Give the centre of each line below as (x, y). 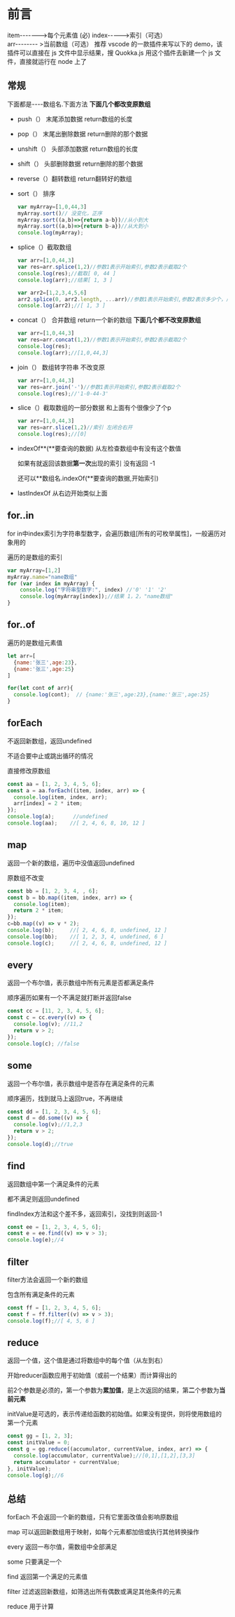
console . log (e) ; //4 (36, 1240)
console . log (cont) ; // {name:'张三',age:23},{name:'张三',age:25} (112, 695)
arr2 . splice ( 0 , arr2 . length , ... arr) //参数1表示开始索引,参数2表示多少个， (122, 299)
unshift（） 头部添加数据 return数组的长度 (78, 149)
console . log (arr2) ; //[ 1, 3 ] (62, 306)
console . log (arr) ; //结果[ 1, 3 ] (65, 280)
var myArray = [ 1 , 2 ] (34, 570)
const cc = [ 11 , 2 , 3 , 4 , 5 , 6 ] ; (56, 1011)
